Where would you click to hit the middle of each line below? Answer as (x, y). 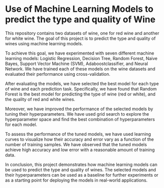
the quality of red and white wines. (40, 99)
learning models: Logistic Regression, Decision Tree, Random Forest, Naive (81, 58)
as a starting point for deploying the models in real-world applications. (76, 180)
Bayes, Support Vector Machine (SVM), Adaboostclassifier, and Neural (77, 63)
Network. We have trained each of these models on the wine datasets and (80, 69)
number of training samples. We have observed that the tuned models (76, 144)
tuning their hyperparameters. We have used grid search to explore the (77, 114)
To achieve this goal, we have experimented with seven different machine (80, 53)
